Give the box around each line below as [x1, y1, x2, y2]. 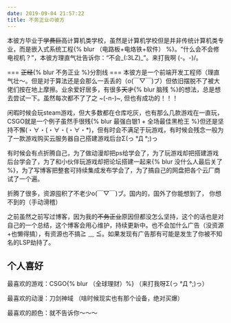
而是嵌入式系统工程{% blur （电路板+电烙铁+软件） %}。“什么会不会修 [19, 45, 220, 53]
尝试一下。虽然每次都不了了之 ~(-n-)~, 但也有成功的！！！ [12, 93, 179, 102]
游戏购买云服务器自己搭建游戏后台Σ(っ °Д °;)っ [25, 134, 158, 142]
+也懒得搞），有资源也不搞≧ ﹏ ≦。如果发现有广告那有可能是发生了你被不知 [7, 230, 223, 238]
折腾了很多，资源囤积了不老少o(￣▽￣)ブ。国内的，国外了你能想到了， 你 [7, 189, 216, 197]
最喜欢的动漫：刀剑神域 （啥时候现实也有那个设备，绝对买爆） [7, 294, 184, 302]
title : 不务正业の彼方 [7, 16, 65, 23]
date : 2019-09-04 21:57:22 [7, 10, 85, 17]
